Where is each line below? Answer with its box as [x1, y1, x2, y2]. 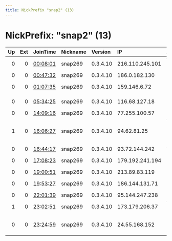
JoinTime [33, 48, 56, 55]
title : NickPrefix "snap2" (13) [5, 7, 74, 13]
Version [91, 48, 111, 55]
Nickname [61, 48, 87, 55]
